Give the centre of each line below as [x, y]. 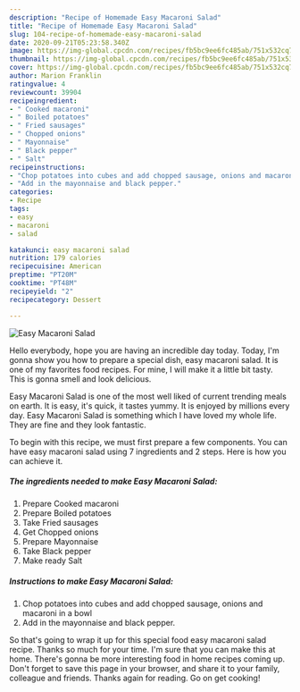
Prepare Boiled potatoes [67, 513]
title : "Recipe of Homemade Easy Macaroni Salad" [104, 26]
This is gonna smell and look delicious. [80, 379]
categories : [31, 192]
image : [21, 51]
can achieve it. [36, 460]
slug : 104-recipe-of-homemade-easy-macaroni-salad [105, 34]
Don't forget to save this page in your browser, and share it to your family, [145, 669]
